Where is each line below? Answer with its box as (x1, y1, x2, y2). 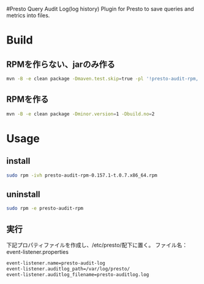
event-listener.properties (6, 248, 69, 255)
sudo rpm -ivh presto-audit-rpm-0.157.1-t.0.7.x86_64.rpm (6, 172, 157, 178)
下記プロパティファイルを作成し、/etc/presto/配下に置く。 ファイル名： (6, 241, 188, 248)
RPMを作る (6, 94, 49, 105)
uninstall (6, 189, 41, 199)
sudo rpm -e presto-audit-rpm (6, 205, 84, 212)
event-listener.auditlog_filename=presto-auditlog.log (6, 271, 149, 278)
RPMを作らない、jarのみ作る (6, 59, 115, 69)
